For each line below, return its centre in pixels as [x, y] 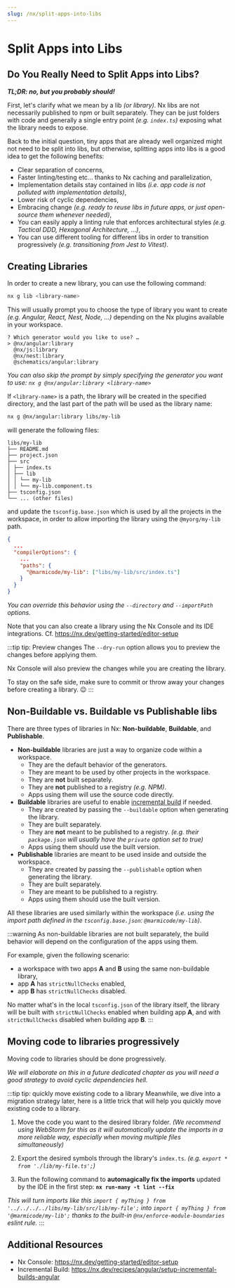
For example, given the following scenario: [68, 955]
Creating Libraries [48, 267]
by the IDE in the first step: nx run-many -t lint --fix [96, 1187]
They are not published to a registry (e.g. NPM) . [97, 787]
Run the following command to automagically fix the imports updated [119, 1179]
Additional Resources [55, 1245]
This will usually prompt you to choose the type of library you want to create [117, 310]
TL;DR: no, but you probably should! [61, 91]
